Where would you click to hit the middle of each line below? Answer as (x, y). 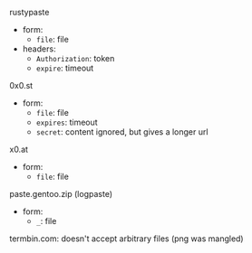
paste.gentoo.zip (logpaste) (61, 194)
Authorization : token (75, 58)
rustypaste (29, 12)
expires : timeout (67, 122)
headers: (39, 49)
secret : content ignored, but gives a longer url (122, 132)
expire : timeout (65, 68)
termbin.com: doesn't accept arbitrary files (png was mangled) (126, 239)
